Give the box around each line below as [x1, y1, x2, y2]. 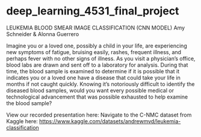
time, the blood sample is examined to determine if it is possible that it [6, 67, 180, 75]
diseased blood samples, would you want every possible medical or [6, 87, 175, 94]
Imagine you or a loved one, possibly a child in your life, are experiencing [6, 42, 188, 49]
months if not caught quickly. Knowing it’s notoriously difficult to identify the [6, 80, 195, 88]
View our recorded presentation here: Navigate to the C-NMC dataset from [6, 111, 192, 118]
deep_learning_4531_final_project [6, 4, 179, 18]
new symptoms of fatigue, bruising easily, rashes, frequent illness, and [6, 48, 182, 55]
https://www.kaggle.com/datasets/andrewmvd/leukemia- [39, 117, 181, 124]
